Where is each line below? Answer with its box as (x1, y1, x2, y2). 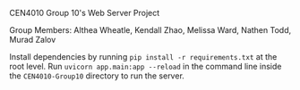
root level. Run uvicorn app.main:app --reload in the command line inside (9, 61, 282, 71)
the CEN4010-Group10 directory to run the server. (9, 70, 185, 81)
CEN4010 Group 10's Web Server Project (9, 8, 160, 18)
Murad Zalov (9, 35, 56, 45)
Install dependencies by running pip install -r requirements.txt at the (9, 52, 278, 61)
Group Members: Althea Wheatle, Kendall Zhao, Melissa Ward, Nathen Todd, (9, 25, 292, 35)
